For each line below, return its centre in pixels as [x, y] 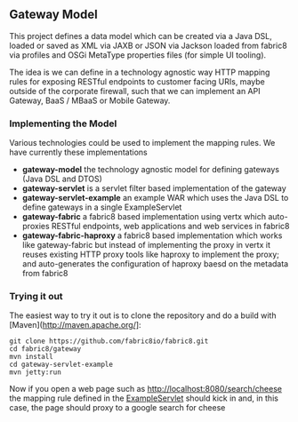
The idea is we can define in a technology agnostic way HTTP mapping [140, 72]
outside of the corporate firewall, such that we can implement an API [135, 91]
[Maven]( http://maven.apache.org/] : [75, 325]
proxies [36, 227]
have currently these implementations [79, 152]
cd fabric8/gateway [45, 349]
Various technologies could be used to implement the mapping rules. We [142, 143]
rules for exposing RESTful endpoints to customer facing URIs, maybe [137, 81]
